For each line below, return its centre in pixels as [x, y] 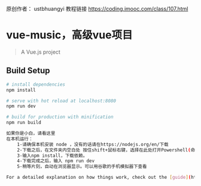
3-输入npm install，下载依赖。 [52, 156]
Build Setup [28, 71]
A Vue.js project [41, 52]
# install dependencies [36, 84]
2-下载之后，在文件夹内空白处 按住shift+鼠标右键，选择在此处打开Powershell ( [104, 150]
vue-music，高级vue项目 [69, 35]
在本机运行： [20, 139]
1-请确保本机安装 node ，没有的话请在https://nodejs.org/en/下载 [93, 144]
